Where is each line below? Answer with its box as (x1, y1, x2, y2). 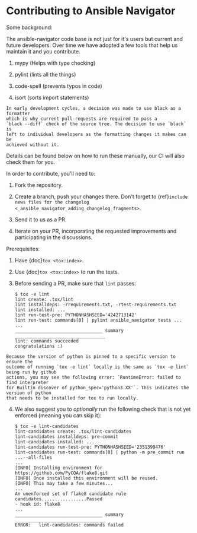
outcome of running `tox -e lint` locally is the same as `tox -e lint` (6, 364, 189, 370)
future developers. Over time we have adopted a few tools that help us (6, 42, 178, 49)
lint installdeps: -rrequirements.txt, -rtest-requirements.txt (14, 302, 177, 307)
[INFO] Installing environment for (14, 465, 103, 471)
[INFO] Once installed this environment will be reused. (14, 475, 159, 481)
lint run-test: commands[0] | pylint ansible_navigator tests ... (14, 317, 182, 323)
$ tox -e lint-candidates (14, 423, 79, 429)
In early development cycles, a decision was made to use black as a (6, 105, 182, 111)
